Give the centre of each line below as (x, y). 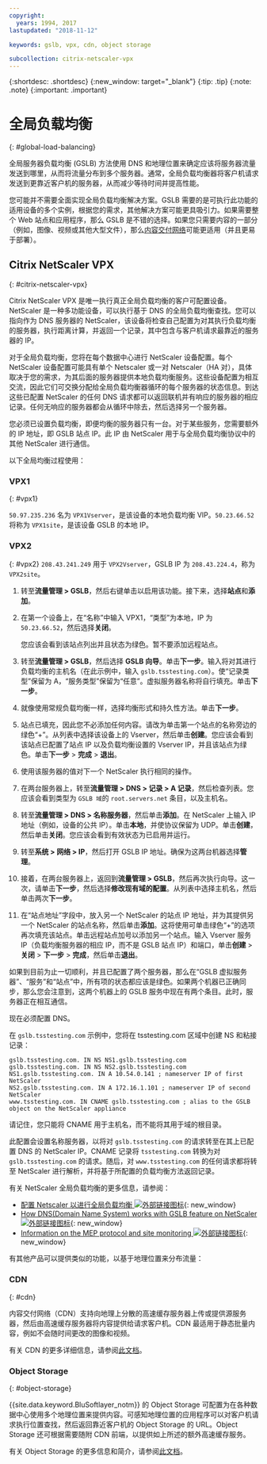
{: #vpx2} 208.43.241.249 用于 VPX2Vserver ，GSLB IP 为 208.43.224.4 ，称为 (132, 564)
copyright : (27, 15)
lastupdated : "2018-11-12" (53, 30)
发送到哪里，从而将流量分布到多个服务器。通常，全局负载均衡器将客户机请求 (134, 173)
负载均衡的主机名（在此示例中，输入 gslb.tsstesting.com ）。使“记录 (131, 671)
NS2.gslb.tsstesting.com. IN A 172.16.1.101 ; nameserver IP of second (130, 1088)
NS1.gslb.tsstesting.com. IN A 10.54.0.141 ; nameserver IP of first (126, 1074)
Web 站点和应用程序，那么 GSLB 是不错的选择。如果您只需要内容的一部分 (138, 220)
